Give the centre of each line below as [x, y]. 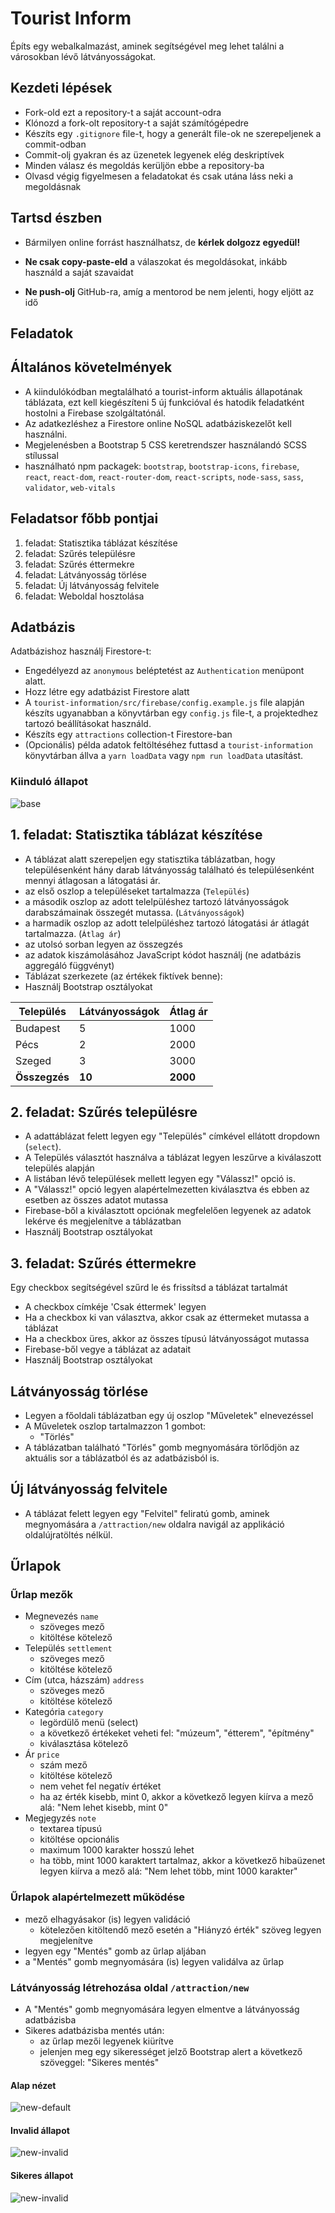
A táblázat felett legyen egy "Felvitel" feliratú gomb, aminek [147, 1513]
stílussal [41, 455]
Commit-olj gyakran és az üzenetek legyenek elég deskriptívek [154, 154]
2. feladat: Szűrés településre [104, 1112]
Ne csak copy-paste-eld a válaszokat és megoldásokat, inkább [156, 261]
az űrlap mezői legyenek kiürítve [106, 2041]
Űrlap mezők [41, 1595]
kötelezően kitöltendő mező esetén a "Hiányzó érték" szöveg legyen [180, 1929]
